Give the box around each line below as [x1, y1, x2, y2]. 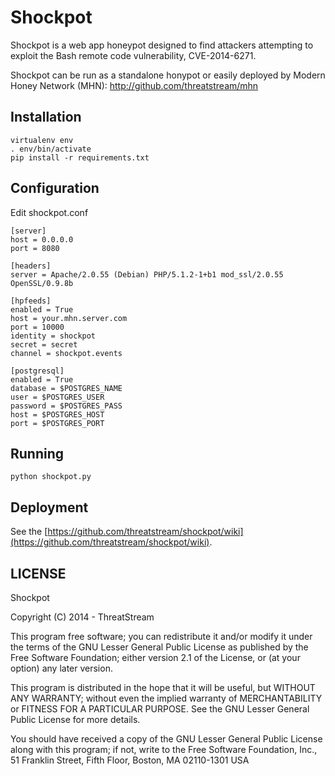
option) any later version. [10, 662, 113, 674]
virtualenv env [10, 135, 74, 145]
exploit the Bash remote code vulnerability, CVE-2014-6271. [10, 49, 257, 61]
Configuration [10, 180, 100, 197]
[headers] [10, 261, 52, 271]
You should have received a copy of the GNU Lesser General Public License [10, 733, 323, 745]
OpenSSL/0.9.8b [10, 278, 74, 288]
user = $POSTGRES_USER [10, 392, 105, 402]
